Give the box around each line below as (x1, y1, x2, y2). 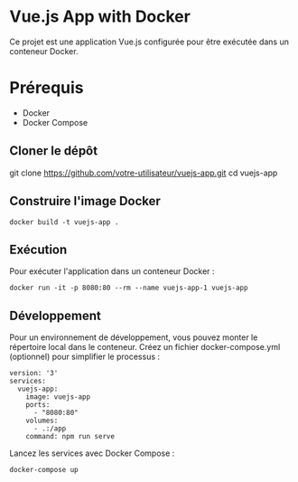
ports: (25, 401, 51, 410)
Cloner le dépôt (9, 143, 98, 159)
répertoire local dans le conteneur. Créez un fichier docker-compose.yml (9, 342, 281, 353)
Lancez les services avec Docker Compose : (9, 448, 175, 458)
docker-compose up (9, 466, 79, 475)
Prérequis (9, 78, 84, 99)
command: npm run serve (25, 432, 116, 441)
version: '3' (9, 369, 59, 378)
